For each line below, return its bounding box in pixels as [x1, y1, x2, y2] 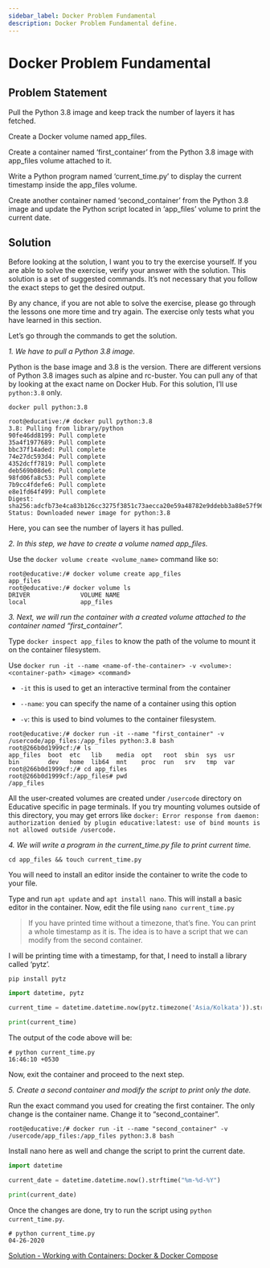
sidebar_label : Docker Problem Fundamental [8, 11, 157, 20]
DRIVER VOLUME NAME [8, 591, 121, 600]
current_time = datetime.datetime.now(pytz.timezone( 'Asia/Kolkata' [8, 1004, 243, 1012]
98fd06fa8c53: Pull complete [8, 474, 106, 482]
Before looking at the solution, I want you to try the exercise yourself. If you [8, 257, 257, 266]
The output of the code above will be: [8, 1032, 133, 1043]
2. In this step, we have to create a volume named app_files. [8, 539, 208, 548]
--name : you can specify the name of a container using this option [19, 699, 237, 708]
